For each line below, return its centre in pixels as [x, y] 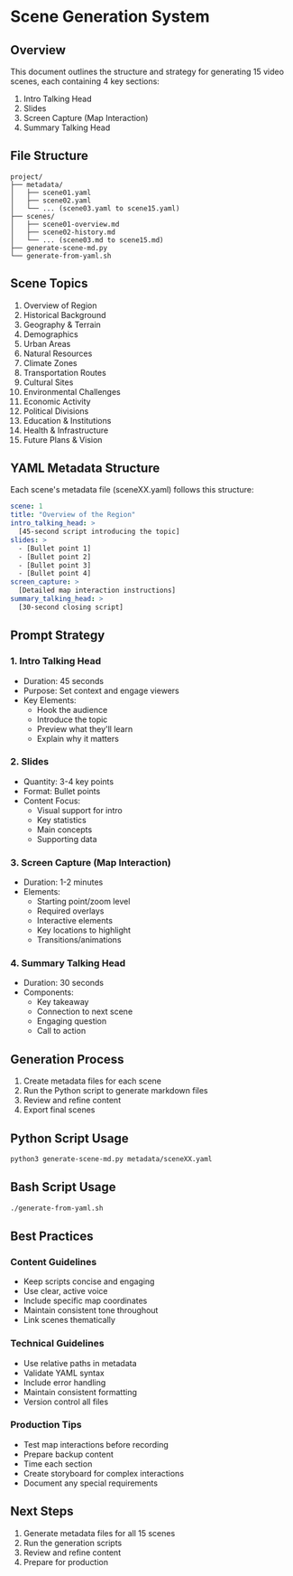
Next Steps [42, 1511]
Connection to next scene [85, 1012]
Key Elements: [50, 700]
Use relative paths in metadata [80, 1363]
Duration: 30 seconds [64, 983]
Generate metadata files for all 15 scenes [99, 1533]
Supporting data [67, 839]
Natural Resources [58, 353]
